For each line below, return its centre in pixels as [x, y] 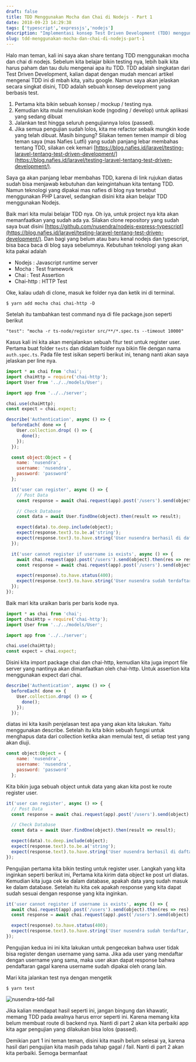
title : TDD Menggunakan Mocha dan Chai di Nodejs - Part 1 [79, 17]
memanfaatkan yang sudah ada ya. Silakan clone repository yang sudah [92, 220]
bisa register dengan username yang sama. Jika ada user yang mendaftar [95, 954]
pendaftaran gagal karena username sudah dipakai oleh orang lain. [87, 966]
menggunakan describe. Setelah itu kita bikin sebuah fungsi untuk [85, 730]
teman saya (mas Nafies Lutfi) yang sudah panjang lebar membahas [97, 141]
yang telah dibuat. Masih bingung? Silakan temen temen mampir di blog [100, 135]
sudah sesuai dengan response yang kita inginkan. [67, 893]
